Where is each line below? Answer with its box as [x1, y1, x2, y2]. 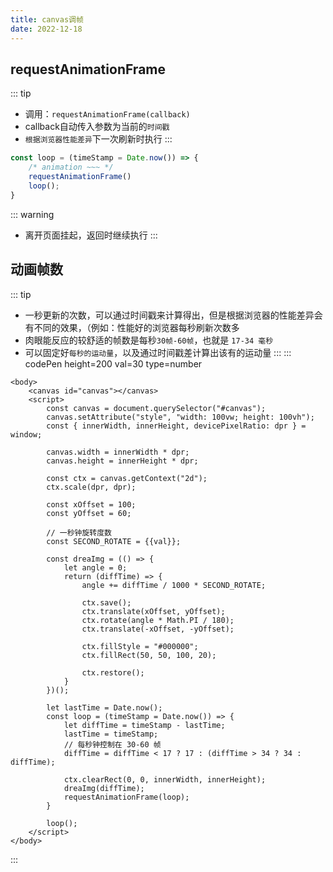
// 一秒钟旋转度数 [46, 527, 112, 538]
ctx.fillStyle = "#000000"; [81, 641, 199, 651]
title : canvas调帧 [10, 14, 84, 25]
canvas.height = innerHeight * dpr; [46, 456, 199, 466]
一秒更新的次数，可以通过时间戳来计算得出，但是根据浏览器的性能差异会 [24, 309, 323, 321]
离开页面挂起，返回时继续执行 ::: [24, 229, 158, 241]
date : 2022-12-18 [10, 24, 83, 34]
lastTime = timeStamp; [63, 729, 159, 739]
